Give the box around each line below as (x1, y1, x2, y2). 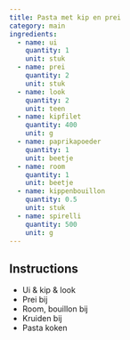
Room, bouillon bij (21, 304, 88, 314)
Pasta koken (21, 322, 69, 334)
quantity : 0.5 (25, 195, 77, 205)
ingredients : (9, 29, 58, 38)
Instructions (9, 261, 78, 276)
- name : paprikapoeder (17, 137, 102, 146)
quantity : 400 (25, 121, 77, 130)
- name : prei (17, 63, 66, 72)
